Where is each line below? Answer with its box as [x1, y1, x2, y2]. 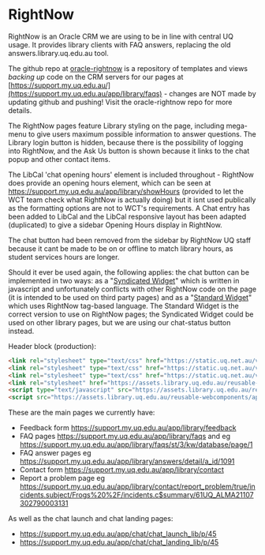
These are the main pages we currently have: [8, 408, 155, 418]
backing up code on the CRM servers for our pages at [8, 72, 184, 81]
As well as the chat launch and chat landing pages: [8, 514, 174, 523]
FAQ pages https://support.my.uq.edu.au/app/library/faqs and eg [19, 432, 231, 441]
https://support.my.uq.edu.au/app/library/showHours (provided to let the [8, 186, 244, 196]
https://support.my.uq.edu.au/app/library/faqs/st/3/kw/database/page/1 [19, 440, 253, 449]
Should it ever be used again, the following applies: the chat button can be [8, 267, 250, 277]
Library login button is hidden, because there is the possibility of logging [8, 137, 244, 147]
